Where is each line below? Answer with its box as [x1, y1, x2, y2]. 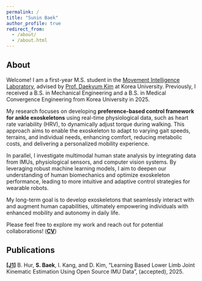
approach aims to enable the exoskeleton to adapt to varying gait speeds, [6, 126, 190, 134]
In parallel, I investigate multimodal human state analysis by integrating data [6, 151, 197, 159]
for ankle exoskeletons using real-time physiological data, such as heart [6, 114, 189, 121]
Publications [6, 245, 55, 255]
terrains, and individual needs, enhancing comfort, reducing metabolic [6, 133, 183, 140]
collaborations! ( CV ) [6, 227, 57, 235]
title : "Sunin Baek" [6, 15, 59, 21]
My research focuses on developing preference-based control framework [6, 108, 195, 115]
